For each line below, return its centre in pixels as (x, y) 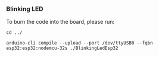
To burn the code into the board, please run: (60, 22)
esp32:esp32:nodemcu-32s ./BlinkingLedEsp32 (62, 48)
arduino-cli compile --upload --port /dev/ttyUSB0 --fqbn (79, 43)
